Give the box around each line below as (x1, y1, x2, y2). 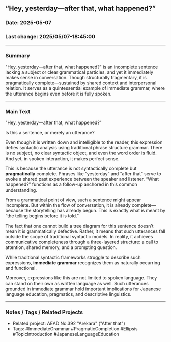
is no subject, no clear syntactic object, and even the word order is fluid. (5, 150, 157, 157)
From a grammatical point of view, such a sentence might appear (5, 197, 141, 203)
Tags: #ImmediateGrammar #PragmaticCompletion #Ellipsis (12, 325, 138, 332)
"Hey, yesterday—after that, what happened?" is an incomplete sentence (5, 64, 158, 70)
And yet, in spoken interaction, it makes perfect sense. (5, 156, 120, 162)
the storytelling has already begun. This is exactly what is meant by (24, 208, 166, 214)
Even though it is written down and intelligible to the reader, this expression (5, 139, 163, 145)
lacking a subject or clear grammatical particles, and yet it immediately (5, 69, 154, 75)
